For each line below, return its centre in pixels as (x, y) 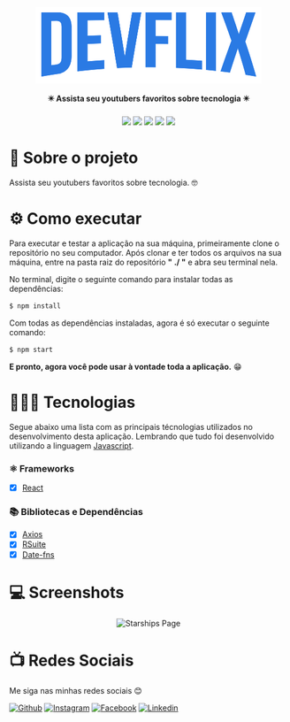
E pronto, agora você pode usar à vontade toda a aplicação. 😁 (126, 366)
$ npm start (31, 349)
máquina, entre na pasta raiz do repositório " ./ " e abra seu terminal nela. (144, 262)
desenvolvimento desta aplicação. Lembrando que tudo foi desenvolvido (142, 436)
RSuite (34, 544)
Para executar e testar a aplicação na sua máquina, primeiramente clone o (145, 243)
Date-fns (38, 554)
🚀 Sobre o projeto (74, 158)
